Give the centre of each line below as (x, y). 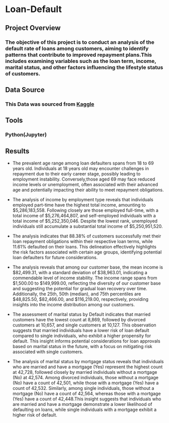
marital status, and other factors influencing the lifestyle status (84, 67)
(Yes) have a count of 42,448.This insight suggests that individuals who (87, 399)
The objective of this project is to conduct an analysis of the (80, 42)
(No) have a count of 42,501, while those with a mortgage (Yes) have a (86, 383)
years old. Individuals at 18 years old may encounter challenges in (81, 168)
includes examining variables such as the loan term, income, (81, 61)
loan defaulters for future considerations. (55, 257)
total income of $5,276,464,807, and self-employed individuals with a (84, 215)
